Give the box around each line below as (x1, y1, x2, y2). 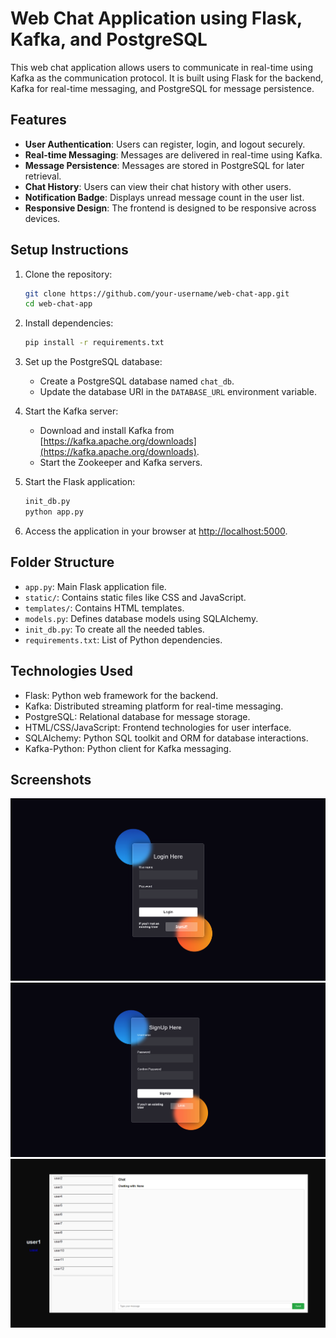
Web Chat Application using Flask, (10, 7, 303, 30)
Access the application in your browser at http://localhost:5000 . (24, 525, 288, 537)
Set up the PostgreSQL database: (24, 356, 163, 368)
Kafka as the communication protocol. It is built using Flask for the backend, (10, 72, 324, 84)
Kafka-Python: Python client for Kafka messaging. (24, 742, 232, 754)
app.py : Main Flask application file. (24, 580, 167, 592)
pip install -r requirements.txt (24, 338, 165, 348)
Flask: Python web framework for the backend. (24, 689, 219, 701)
